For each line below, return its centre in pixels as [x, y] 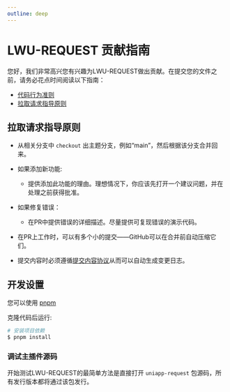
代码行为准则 [36, 94]
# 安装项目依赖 [26, 331]
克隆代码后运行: [30, 317]
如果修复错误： [39, 207]
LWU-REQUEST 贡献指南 [79, 50]
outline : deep [28, 14]
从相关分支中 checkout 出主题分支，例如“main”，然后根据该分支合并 [114, 145]
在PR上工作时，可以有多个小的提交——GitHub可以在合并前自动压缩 [114, 237]
